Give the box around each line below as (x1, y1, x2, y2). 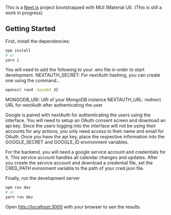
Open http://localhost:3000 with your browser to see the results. (5, 204, 141, 210)
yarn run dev (5, 195, 33, 200)
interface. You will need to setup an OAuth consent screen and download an (5, 117, 166, 124)
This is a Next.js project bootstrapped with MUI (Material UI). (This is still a (5, 5, 162, 10)
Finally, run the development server (5, 175, 80, 181)
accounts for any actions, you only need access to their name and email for (5, 128, 164, 134)
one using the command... (5, 78, 60, 84)
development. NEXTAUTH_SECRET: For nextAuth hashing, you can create (5, 72, 160, 78)
